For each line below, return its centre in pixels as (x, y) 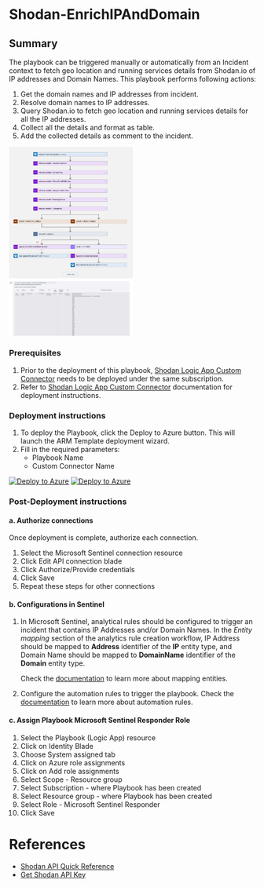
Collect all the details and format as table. (88, 128)
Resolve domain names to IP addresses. (85, 102)
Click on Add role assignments (70, 771)
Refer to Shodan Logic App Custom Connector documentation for (126, 387)
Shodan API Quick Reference (67, 866)
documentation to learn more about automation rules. (106, 702)
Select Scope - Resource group (71, 779)
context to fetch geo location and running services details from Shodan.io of (132, 71)
